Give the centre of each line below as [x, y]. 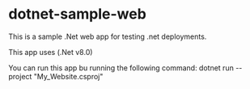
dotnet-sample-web [78, 14]
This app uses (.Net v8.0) [51, 52]
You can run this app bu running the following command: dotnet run [121, 68]
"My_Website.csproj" [68, 76]
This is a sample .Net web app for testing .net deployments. [108, 36]
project [20, 76]
